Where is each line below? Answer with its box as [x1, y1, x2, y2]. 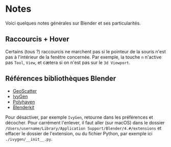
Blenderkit [12, 104, 35, 110]
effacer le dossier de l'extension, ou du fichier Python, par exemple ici [5, 130, 153, 136]
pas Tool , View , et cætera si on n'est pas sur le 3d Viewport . [5, 59, 131, 66]
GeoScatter [12, 88, 37, 94]
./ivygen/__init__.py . [5, 136, 53, 142]
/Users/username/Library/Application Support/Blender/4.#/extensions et [5, 125, 162, 131]
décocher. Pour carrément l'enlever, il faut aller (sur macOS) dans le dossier [5, 119, 165, 125]
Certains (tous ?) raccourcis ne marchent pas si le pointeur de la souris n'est [5, 48, 166, 54]
